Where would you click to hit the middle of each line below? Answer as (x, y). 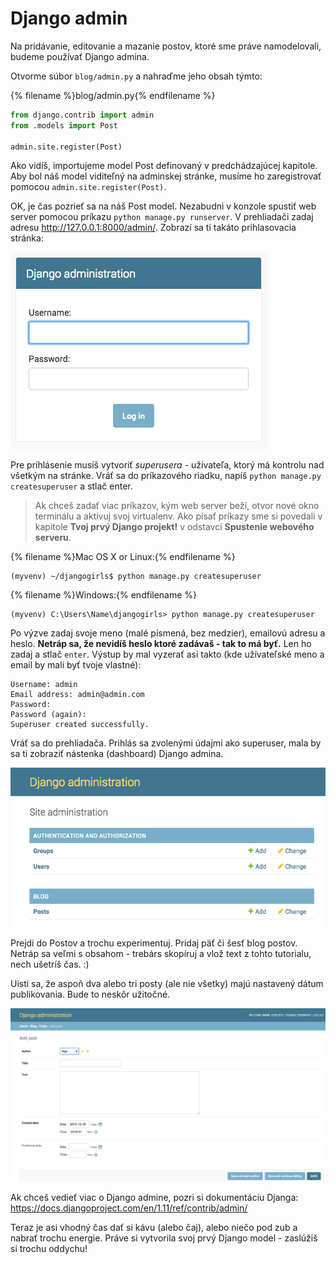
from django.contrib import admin (82, 115)
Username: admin (44, 685)
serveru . (53, 538)
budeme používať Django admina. (80, 56)
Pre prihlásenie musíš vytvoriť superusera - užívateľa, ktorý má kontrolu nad (167, 465)
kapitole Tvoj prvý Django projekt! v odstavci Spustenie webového (174, 527)
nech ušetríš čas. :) (50, 964)
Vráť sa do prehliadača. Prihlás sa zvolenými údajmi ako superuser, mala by (166, 743)
